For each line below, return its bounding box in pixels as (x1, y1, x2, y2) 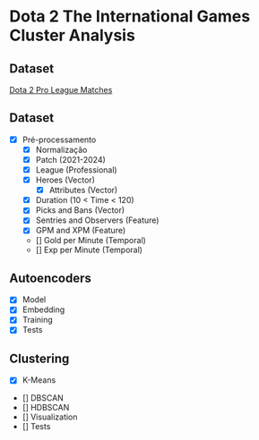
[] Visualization (22, 411, 78, 422)
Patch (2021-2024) (35, 154, 106, 165)
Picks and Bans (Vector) (35, 205, 125, 216)
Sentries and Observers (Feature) (35, 215, 160, 225)
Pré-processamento (22, 134, 97, 145)
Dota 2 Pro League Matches (9, 85, 113, 95)
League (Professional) (35, 165, 118, 175)
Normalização (35, 144, 88, 155)
